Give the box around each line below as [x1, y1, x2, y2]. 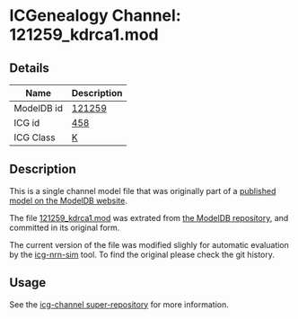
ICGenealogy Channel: [9, 5, 181, 26]
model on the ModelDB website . [9, 195, 128, 206]
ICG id [13, 117, 40, 128]
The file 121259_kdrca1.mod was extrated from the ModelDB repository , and [9, 212, 289, 223]
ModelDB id [13, 102, 64, 114]
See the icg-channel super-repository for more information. [9, 298, 229, 310]
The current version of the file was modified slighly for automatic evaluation [9, 239, 290, 250]
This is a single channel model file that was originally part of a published [9, 185, 276, 196]
